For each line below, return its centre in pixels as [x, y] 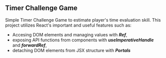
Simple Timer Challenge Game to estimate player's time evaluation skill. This [83, 20]
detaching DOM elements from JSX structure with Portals [71, 50]
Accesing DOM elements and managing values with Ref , [70, 34]
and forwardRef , [29, 45]
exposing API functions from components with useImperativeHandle [83, 40]
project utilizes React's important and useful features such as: [68, 25]
